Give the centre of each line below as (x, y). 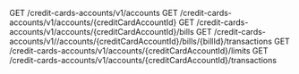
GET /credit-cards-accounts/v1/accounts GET (94, 13)
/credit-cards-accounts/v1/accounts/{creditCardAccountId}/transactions (143, 60)
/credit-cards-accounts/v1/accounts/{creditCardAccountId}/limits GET (139, 51)
